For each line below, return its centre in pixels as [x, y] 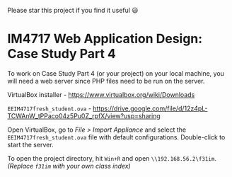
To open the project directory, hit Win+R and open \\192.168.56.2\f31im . [112, 158]
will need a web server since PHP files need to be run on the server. [106, 81]
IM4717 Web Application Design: [105, 39]
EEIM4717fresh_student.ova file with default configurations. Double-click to [116, 137]
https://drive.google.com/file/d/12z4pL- [150, 108]
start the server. [31, 144]
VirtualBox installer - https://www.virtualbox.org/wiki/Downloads [101, 94]
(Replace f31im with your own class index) [69, 166]
